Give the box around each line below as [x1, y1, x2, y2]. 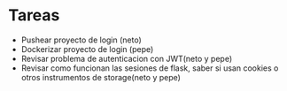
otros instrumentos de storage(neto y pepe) [20, 72, 181, 82]
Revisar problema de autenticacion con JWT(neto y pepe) [20, 53, 233, 64]
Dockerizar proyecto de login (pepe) [20, 43, 154, 54]
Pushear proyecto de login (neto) [20, 34, 143, 45]
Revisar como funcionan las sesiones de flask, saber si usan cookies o [20, 63, 279, 73]
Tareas [8, 5, 60, 26]
